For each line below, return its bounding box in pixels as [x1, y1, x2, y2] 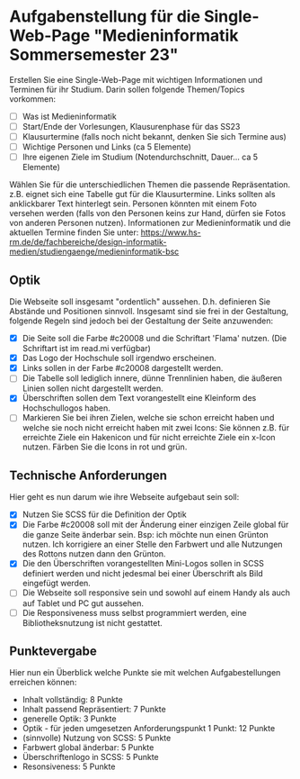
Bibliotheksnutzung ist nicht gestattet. [22, 617, 163, 628]
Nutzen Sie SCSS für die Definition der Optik [22, 509, 187, 520]
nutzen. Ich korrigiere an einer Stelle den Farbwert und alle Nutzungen [22, 539, 283, 550]
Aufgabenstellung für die [9, 6, 200, 27]
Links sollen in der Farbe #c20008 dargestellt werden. [22, 363, 224, 374]
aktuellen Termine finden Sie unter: [9, 227, 139, 238]
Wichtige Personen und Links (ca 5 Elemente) [22, 141, 191, 152]
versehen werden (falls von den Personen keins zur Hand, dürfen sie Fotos [9, 208, 286, 219]
